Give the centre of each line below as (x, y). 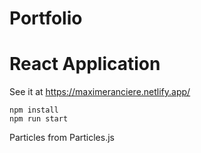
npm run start (39, 119)
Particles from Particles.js (62, 138)
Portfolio (46, 18)
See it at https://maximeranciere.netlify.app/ (100, 92)
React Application (85, 64)
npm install (34, 110)
